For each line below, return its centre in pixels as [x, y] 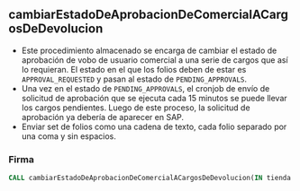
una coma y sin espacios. [68, 136]
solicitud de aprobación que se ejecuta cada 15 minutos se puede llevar [154, 98]
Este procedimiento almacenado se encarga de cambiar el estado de [149, 50]
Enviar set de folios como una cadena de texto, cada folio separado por [154, 126]
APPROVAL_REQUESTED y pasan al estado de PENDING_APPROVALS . [134, 79]
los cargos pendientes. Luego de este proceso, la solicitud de [136, 108]
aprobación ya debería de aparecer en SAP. [103, 117]
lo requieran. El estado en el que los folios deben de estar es [134, 69]
